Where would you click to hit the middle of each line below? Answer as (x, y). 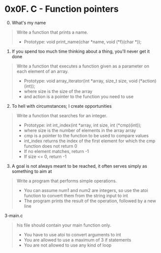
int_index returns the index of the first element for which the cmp (90, 141)
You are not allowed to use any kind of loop (67, 245)
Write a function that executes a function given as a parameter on (83, 66)
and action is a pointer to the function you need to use (79, 96)
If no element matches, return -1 (56, 151)
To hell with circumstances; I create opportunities (62, 106)
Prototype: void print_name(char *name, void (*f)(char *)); (83, 42)
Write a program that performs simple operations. (67, 181)
